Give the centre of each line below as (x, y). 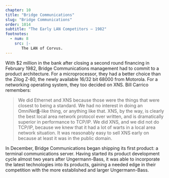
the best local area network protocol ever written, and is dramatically (91, 116)
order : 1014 (18, 24)
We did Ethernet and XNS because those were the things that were (89, 100)
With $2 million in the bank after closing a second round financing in (78, 63)
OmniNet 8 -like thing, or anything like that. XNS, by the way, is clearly (91, 111)
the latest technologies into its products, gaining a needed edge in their (81, 164)
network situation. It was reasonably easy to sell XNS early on (83, 133)
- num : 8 (19, 39)
